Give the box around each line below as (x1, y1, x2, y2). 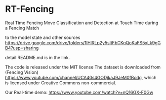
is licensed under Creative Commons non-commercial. (5, 80, 116, 86)
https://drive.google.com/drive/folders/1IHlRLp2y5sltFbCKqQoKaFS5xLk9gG (5, 39, 161, 45)
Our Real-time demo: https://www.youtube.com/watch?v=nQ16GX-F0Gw (5, 89, 154, 95)
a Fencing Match (5, 25, 40, 31)
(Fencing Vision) (5, 69, 39, 75)
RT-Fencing (5, 3, 54, 15)
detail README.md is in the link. (5, 54, 70, 60)
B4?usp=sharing (5, 45, 39, 51)
